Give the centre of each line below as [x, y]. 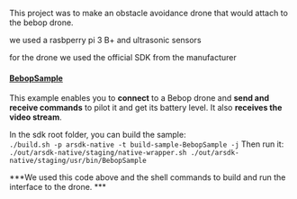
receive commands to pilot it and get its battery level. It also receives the [146, 108]
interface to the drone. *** [58, 187]
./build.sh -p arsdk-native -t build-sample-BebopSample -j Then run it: [147, 144]
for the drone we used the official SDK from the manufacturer [123, 57]
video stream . [36, 117]
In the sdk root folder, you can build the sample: [98, 135]
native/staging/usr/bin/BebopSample [78, 161]
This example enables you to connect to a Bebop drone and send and [139, 98]
